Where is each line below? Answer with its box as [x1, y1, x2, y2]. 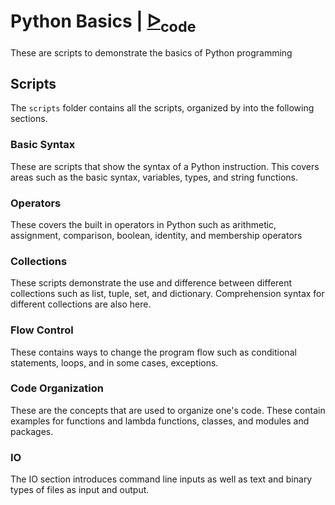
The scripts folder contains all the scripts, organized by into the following [10, 102, 315, 114]
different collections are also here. [10, 298, 152, 310]
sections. [10, 113, 48, 125]
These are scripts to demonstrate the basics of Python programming [10, 46, 293, 59]
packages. [10, 425, 54, 437]
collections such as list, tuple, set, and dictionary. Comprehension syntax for [10, 288, 325, 300]
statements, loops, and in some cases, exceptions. [10, 356, 219, 369]
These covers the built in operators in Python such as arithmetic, [10, 218, 277, 230]
